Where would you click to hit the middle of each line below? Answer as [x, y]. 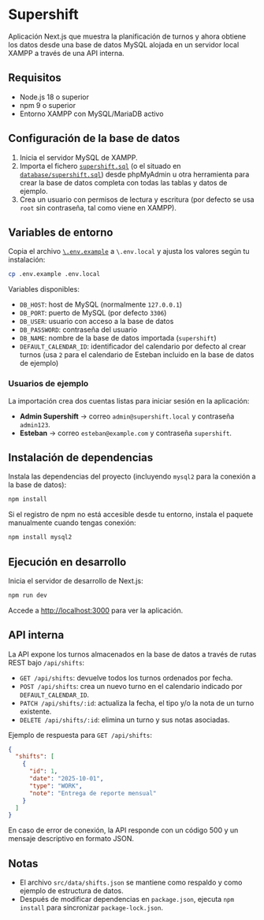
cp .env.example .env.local [54, 274]
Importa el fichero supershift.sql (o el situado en [100, 166]
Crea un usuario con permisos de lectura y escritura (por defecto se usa [137, 199]
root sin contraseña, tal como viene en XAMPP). [98, 207]
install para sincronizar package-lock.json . [91, 907]
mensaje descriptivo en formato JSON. [71, 839]
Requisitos [35, 78]
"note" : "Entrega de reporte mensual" [93, 793]
